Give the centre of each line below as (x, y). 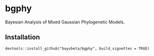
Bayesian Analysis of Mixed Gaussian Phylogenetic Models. (65, 22)
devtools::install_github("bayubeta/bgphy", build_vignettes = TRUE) (77, 48)
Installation (22, 37)
